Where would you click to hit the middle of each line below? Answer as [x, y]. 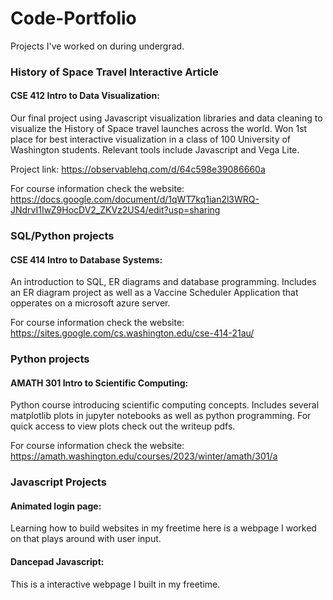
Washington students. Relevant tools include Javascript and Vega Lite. [155, 150]
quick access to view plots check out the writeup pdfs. [123, 426]
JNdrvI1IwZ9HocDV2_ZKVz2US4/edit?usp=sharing [115, 210]
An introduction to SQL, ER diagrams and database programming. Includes [163, 282]
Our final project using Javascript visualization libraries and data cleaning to [166, 118]
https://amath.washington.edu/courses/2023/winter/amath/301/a [144, 456]
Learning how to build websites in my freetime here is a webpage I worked [163, 528]
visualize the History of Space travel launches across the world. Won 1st [159, 129]
